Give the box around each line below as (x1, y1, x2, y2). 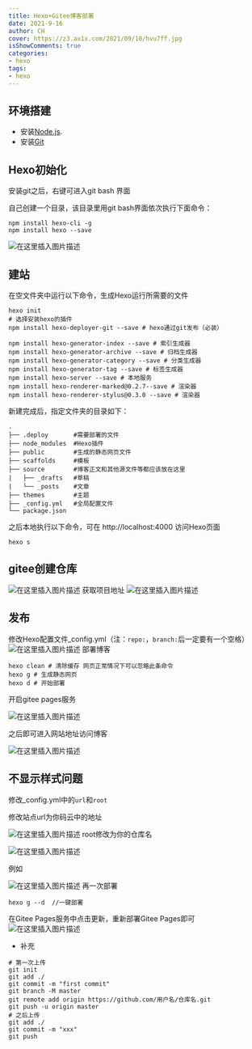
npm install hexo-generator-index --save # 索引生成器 (8, 340, 191, 348)
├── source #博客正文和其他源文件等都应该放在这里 (8, 466, 186, 474)
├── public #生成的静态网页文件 (8, 448, 132, 457)
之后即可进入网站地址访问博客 (8, 729, 107, 738)
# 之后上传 (8, 1011, 40, 1019)
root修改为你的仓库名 (82, 829, 153, 839)
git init (8, 966, 38, 974)
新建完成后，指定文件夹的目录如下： (8, 406, 129, 417)
